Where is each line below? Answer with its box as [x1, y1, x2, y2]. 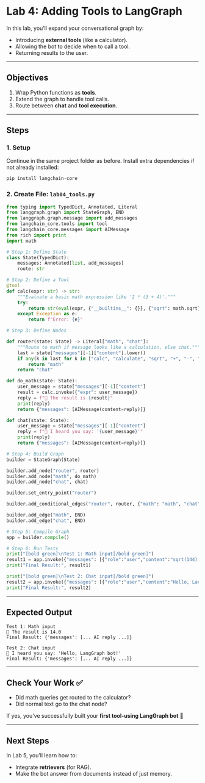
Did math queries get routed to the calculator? [15, 694, 131, 701]
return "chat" [17, 367, 53, 373]
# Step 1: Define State [6, 249, 67, 255]
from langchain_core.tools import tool [6, 221, 108, 227]
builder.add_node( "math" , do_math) [6, 473, 97, 479]
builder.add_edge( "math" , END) [6, 512, 86, 518]
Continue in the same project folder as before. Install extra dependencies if [6, 157, 195, 165]
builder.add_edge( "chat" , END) [6, 517, 86, 524]
